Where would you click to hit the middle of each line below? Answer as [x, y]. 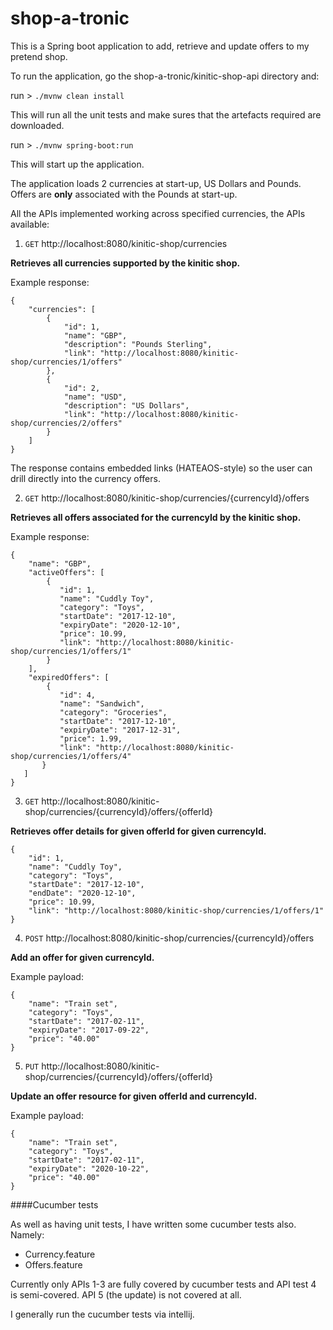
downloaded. [37, 125]
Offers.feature [53, 1264]
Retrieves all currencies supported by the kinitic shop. [125, 263]
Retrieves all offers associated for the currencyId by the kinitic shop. [156, 517]
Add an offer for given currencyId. [82, 957]
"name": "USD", [95, 397]
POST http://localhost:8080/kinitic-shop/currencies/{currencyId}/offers [169, 938]
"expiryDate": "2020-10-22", [89, 1168]
